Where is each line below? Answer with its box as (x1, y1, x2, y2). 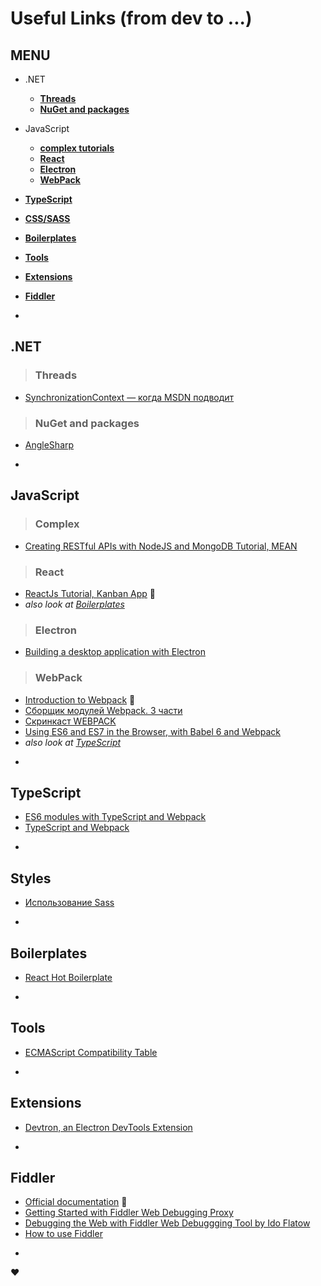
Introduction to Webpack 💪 (24, 693, 136, 706)
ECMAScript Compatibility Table (24, 1046, 158, 1058)
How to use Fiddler (24, 1228, 103, 1240)
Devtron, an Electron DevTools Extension (24, 1121, 193, 1133)
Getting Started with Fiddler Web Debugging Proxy (24, 1207, 234, 1219)
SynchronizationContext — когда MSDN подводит (24, 391, 235, 403)
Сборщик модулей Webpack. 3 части (24, 704, 183, 716)
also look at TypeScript (24, 736, 122, 748)
